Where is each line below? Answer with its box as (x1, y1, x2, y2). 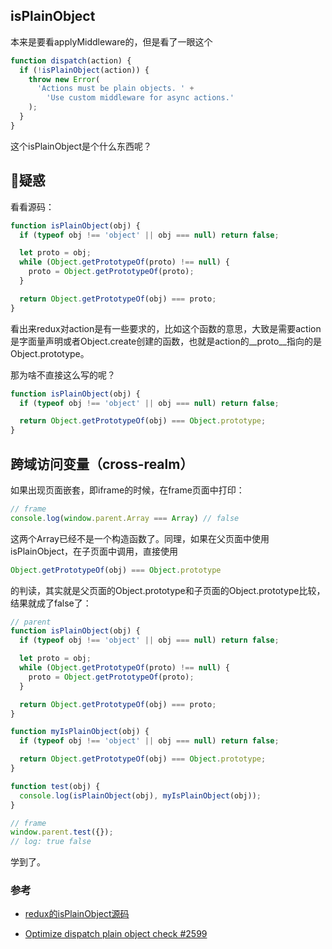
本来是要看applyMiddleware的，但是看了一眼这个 (10, 35, 213, 48)
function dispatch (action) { (10, 55, 132, 66)
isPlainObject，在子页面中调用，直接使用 (10, 545, 179, 557)
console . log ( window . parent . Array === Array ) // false (10, 513, 240, 523)
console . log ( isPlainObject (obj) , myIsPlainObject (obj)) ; (19, 790, 262, 801)
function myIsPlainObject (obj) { (10, 727, 150, 737)
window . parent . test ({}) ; (10, 827, 114, 838)
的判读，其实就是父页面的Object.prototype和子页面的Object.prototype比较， (10, 584, 326, 596)
